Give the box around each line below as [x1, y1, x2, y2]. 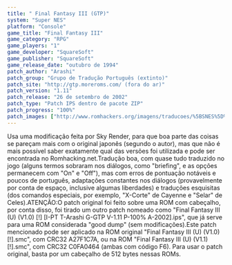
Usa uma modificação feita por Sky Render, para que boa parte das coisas [7, 132, 219, 140]
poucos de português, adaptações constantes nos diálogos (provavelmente [7, 176, 223, 184]
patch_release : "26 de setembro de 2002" [7, 94, 128, 101]
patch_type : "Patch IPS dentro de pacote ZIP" [7, 100, 144, 107]
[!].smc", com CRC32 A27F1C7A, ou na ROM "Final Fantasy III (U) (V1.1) [7, 235, 209, 243]
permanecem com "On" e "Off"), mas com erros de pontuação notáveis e [7, 169, 216, 177]
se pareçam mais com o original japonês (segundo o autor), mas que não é [7, 139, 221, 147]
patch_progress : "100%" [7, 107, 76, 113]
